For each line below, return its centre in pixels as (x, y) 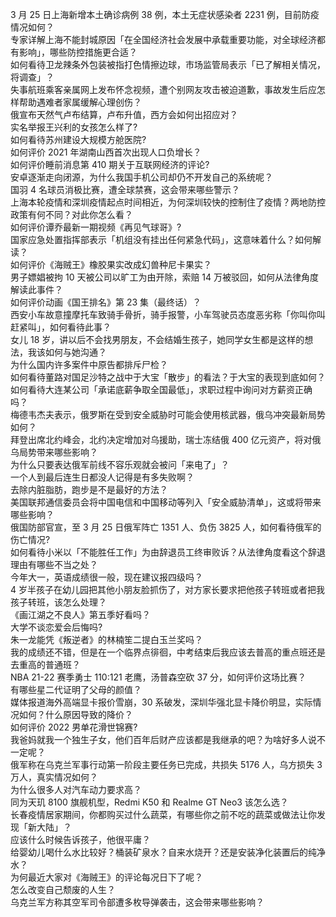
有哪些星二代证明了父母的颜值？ (76, 689)
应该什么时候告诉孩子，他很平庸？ (80, 839)
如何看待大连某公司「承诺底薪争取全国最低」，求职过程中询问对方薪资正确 (161, 389)
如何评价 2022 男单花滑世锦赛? (74, 727)
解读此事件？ (36, 289)
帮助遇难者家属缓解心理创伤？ (80, 102)
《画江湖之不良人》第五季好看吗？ (80, 614)
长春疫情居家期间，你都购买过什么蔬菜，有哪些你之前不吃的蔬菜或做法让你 (163, 814)
